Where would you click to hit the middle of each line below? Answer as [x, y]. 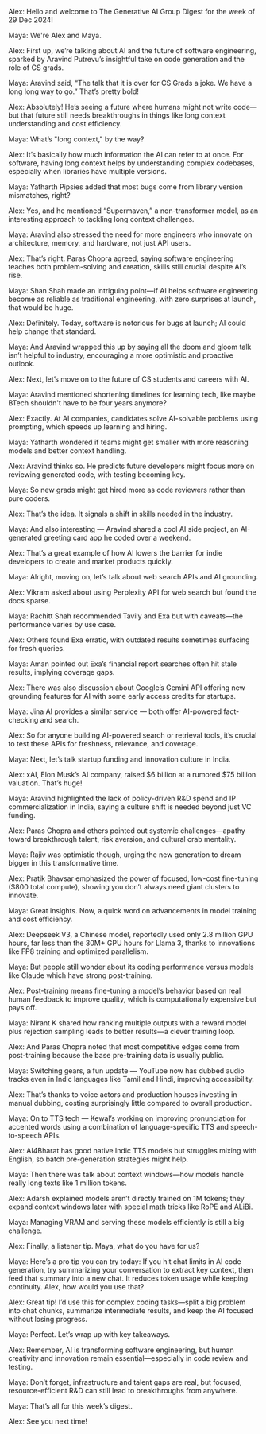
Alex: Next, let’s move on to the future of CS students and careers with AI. [129, 379]
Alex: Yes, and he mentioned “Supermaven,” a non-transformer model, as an [133, 211]
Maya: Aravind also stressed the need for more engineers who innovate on [130, 234]
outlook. [22, 364]
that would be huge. [41, 308]
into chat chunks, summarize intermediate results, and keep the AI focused [131, 1310]
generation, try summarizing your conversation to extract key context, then [131, 1270]
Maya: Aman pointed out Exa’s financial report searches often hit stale [123, 664]
